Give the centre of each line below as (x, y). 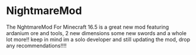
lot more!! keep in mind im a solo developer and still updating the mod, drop (98, 39)
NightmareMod (44, 11)
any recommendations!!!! (36, 46)
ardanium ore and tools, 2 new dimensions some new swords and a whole (96, 33)
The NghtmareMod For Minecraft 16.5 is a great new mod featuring (88, 27)
